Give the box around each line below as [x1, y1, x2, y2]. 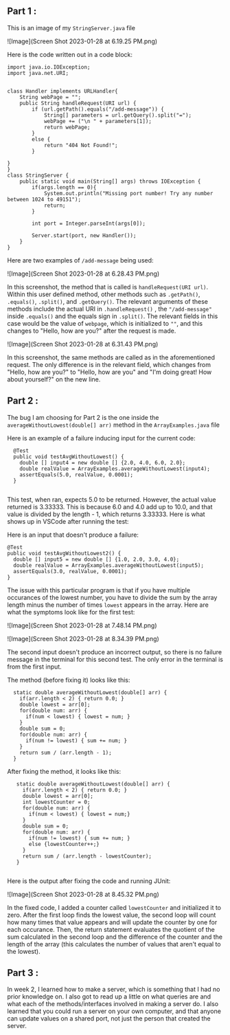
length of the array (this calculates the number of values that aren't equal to [7, 939, 221, 948]
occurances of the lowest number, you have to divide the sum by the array [7, 593, 218, 601]
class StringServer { [7, 172, 69, 179]
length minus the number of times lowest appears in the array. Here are [7, 601, 209, 609]
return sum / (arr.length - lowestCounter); [22, 852, 152, 860]
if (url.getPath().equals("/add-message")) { [32, 106, 165, 113]
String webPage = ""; [19, 93, 81, 100]
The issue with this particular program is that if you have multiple [7, 586, 191, 594]
